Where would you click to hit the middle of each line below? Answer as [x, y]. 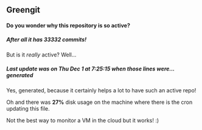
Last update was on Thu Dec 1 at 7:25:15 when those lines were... [91, 69]
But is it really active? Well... [41, 55]
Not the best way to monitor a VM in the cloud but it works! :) [83, 120]
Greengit [23, 10]
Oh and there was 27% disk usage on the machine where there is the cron [99, 102]
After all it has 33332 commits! [47, 39]
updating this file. [28, 108]
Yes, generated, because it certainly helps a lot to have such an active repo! [101, 90]
